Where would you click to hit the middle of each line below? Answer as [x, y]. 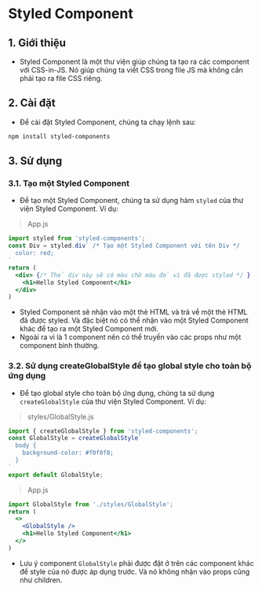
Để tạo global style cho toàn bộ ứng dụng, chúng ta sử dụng [117, 393]
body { [26, 445]
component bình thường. [59, 345]
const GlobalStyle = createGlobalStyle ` [75, 438]
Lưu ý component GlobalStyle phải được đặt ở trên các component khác [136, 563]
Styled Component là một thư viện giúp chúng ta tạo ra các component [134, 61]
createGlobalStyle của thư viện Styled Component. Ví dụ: [113, 401]
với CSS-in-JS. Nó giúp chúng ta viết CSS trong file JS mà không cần [131, 70]
